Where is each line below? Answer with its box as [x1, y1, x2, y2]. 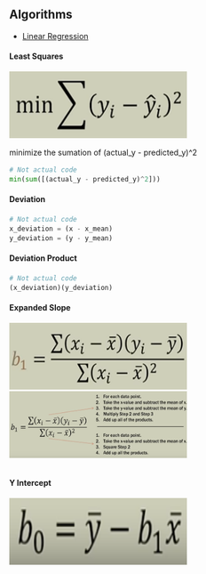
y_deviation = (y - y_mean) [9, 233, 114, 243]
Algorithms [9, 7, 73, 22]
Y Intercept [9, 478, 51, 489]
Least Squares [9, 51, 64, 61]
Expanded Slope [9, 303, 71, 313]
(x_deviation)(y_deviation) [9, 283, 114, 292]
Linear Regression [21, 30, 89, 41]
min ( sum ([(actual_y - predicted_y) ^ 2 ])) [9, 174, 162, 183]
